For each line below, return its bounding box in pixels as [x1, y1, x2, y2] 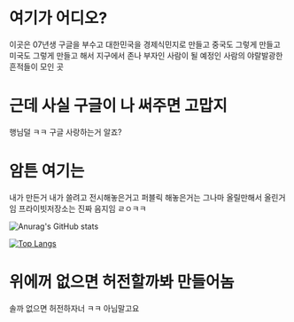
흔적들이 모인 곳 [9, 61, 65, 72]
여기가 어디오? [9, 8, 108, 28]
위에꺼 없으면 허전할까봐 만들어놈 [9, 272, 235, 292]
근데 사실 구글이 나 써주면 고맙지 [9, 96, 228, 116]
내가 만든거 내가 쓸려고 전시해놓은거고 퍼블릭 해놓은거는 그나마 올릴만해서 [9, 192, 263, 202]
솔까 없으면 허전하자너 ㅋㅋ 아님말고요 [9, 302, 140, 313]
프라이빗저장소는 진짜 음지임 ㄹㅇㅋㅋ [18, 203, 147, 214]
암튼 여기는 [9, 161, 85, 182]
